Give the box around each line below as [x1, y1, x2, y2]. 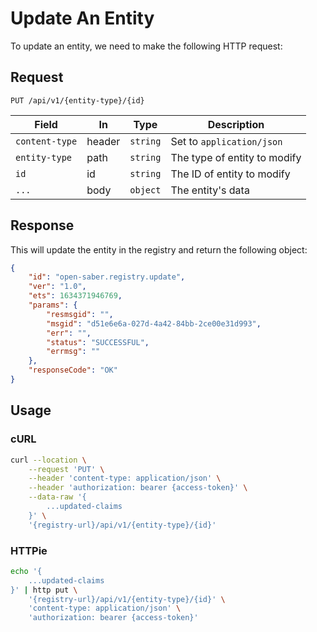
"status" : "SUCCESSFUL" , [46, 337, 150, 347]
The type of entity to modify [170, 150, 302, 164]
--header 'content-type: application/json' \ [28, 473, 222, 484]
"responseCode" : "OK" [28, 365, 118, 376]
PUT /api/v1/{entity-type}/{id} [10, 95, 145, 106]
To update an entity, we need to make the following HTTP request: [10, 40, 283, 52]
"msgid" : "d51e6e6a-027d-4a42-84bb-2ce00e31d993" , [46, 318, 262, 329]
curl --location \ [10, 455, 87, 465]
